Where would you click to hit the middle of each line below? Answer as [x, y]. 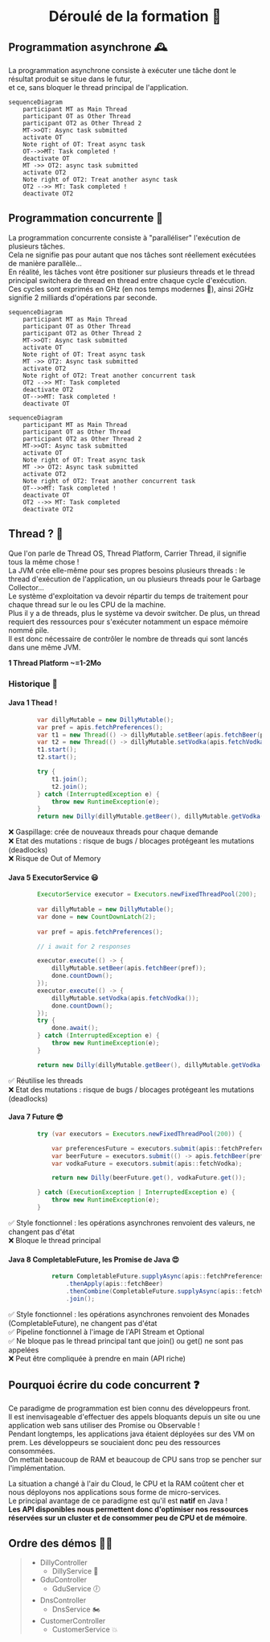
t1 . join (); [70, 779]
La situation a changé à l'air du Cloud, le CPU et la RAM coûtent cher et [126, 1484]
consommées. [32, 1451]
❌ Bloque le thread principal [55, 1240]
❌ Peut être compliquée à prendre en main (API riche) [97, 1358]
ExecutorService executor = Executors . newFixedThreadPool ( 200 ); [147, 895]
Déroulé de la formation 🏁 [135, 16]
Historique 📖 [33, 683]
